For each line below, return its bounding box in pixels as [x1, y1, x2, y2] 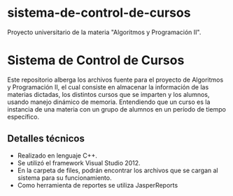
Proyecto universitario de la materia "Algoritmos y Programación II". [7, 28, 202, 36]
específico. [7, 112, 40, 121]
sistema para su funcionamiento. [17, 173, 112, 182]
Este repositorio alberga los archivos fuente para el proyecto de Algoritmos [7, 75, 224, 84]
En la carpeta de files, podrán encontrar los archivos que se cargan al [17, 166, 218, 174]
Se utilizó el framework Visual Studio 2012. [17, 158, 141, 167]
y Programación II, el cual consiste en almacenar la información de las [7, 82, 209, 91]
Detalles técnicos [7, 133, 85, 144]
